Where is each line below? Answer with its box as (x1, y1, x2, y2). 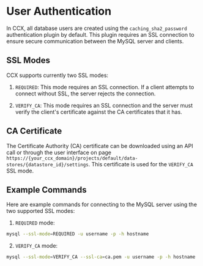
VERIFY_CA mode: (15, 242, 58, 249)
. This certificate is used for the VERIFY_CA (88, 160, 194, 168)
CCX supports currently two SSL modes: (6, 72, 109, 79)
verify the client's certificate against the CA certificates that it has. (15, 108, 182, 116)
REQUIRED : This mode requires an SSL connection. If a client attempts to (15, 83, 194, 91)
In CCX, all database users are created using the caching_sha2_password (6, 24, 188, 32)
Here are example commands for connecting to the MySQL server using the (6, 201, 197, 209)
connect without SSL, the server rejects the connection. (15, 90, 156, 97)
